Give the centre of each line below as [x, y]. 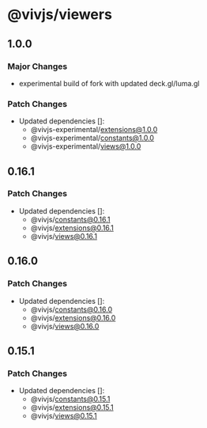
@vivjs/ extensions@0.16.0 [73, 317]
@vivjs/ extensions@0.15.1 [72, 407]
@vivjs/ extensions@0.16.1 [72, 228]
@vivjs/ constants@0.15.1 [70, 399]
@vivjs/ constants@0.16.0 [71, 309]
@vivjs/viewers [60, 15]
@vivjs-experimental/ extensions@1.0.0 [94, 130]
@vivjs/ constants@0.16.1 [70, 219]
